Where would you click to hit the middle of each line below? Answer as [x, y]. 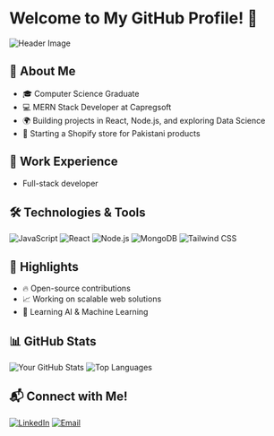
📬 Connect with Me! [68, 397]
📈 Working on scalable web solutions [92, 299]
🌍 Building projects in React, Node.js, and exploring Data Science [144, 120]
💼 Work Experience [64, 162]
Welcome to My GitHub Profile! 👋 [133, 18]
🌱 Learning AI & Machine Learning [85, 312]
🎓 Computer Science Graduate [81, 93]
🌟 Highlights [44, 267]
